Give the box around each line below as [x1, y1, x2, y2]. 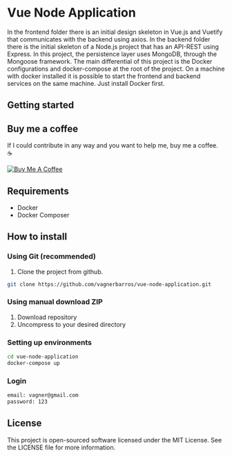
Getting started [7, 99, 75, 111]
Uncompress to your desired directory [17, 320, 126, 328]
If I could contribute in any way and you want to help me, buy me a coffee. [7, 141, 219, 150]
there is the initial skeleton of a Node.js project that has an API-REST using [7, 42, 220, 51]
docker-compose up [7, 359, 60, 366]
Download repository [17, 313, 77, 321]
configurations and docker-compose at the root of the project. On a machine [7, 64, 225, 73]
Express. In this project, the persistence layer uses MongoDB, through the [7, 50, 217, 58]
